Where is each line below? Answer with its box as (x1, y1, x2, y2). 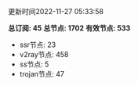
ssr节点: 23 (19, 40, 56, 49)
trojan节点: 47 (19, 70, 65, 78)
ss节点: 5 (19, 59, 49, 69)
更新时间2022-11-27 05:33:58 (8, 7, 104, 16)
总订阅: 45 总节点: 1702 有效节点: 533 (8, 23, 131, 33)
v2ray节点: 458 (19, 50, 69, 59)
